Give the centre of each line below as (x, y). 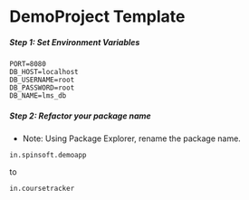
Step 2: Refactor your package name (80, 116)
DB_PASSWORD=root (42, 88)
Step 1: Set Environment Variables (75, 42)
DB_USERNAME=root (42, 80)
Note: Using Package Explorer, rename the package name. (132, 138)
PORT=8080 (28, 64)
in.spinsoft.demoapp (48, 156)
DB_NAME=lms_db (38, 96)
